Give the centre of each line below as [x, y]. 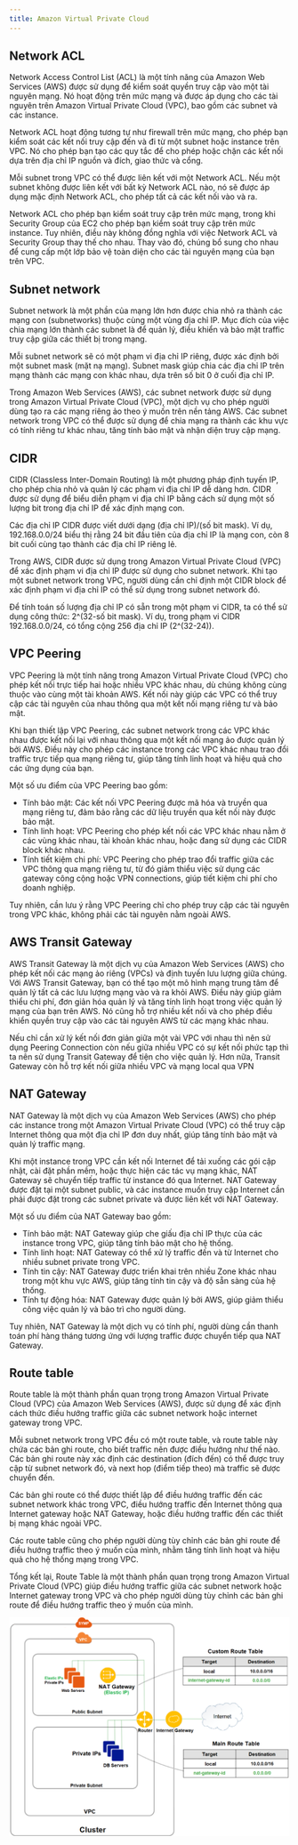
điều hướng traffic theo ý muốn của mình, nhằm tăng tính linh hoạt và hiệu [145, 1550]
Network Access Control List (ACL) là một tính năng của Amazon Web [137, 77]
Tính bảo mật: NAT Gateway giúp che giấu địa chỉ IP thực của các [142, 1233]
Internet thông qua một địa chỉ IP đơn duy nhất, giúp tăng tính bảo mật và [143, 1134]
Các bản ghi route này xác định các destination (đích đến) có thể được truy [147, 1459]
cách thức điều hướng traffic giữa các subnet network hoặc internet [133, 1414]
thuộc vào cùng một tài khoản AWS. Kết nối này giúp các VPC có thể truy [143, 694]
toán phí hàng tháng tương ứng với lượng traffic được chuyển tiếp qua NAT [145, 1335]
